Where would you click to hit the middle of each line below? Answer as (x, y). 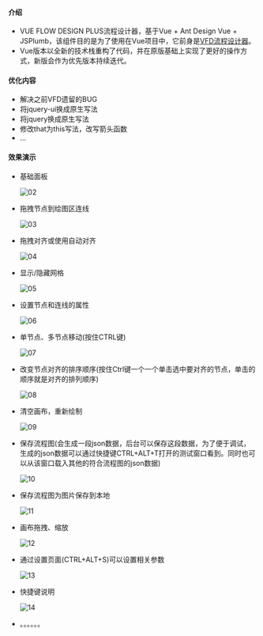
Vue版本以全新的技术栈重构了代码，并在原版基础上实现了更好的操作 (130, 51)
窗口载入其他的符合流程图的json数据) (101, 463)
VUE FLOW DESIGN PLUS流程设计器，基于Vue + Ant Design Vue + (128, 31)
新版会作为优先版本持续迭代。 (82, 61)
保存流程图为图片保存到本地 (65, 495)
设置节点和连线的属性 (54, 305)
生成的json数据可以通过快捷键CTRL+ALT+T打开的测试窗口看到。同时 (131, 453)
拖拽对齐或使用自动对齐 (58, 240)
